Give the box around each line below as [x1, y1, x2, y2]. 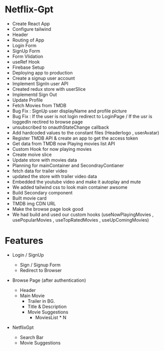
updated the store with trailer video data [12, 173, 97, 179]
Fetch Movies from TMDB [12, 102, 67, 108]
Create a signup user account [12, 75, 75, 81]
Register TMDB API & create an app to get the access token [12, 135, 138, 141]
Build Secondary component [12, 189, 73, 196]
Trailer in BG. [27, 298, 55, 304]
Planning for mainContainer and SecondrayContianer [12, 162, 124, 168]
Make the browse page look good [12, 206, 84, 212]
